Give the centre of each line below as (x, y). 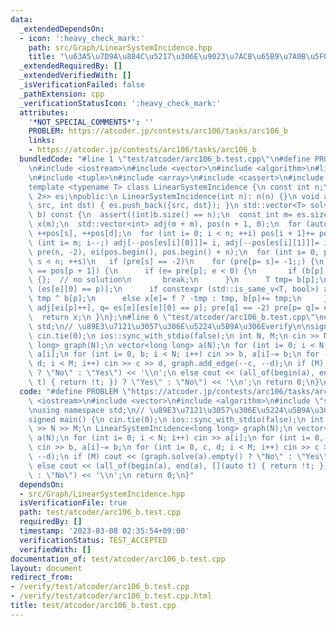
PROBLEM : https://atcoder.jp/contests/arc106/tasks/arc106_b (158, 131)
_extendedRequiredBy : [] (71, 66)
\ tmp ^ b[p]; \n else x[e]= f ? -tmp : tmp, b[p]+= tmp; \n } (178, 299)
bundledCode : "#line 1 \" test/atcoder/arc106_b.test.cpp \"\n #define (165, 159)
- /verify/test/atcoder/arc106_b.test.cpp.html (111, 596)
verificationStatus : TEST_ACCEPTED (93, 540)
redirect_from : (42, 577)
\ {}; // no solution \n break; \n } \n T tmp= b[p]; (174, 280)
